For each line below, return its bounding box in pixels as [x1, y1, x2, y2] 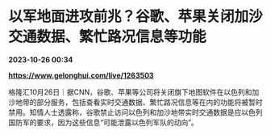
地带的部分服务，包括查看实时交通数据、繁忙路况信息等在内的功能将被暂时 [15, 97, 263, 107]
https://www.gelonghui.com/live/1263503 [8, 70, 155, 80]
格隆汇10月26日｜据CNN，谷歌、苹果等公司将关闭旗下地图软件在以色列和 [8, 86, 252, 97]
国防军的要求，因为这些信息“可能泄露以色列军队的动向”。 [8, 117, 199, 127]
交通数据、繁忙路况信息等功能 [8, 27, 207, 46]
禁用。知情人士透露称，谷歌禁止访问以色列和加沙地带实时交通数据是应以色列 [8, 107, 263, 117]
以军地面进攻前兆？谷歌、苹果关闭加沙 [8, 7, 264, 26]
